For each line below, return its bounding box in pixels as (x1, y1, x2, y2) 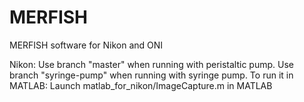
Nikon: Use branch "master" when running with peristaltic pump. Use (9, 58, 294, 70)
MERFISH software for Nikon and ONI (9, 39, 164, 51)
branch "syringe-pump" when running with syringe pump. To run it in (9, 69, 294, 81)
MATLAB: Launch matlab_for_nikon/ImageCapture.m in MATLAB (9, 79, 273, 91)
